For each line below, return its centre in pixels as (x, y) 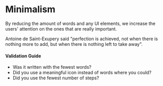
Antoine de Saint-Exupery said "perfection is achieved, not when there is (81, 39)
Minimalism (30, 9)
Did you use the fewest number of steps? (56, 78)
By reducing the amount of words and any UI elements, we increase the (80, 23)
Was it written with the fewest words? (52, 67)
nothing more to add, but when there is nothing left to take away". (74, 44)
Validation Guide (23, 56)
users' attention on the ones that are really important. (61, 28)
